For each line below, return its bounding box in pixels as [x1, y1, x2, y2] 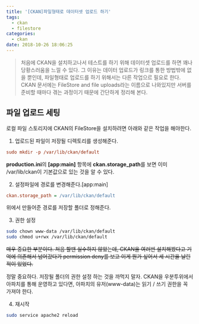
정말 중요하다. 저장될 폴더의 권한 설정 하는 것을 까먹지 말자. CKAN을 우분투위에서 [6, 273, 194, 280]
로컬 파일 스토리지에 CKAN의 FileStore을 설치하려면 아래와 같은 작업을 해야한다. [6, 124, 192, 131]
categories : [6, 31, 36, 37]
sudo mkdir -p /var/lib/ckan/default [6, 149, 100, 155]
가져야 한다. [6, 288, 34, 295]
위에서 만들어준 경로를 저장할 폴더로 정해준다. [6, 204, 111, 211]
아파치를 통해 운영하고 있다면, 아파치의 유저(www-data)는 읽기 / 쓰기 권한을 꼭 [6, 281, 188, 288]
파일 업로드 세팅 [6, 108, 61, 118]
